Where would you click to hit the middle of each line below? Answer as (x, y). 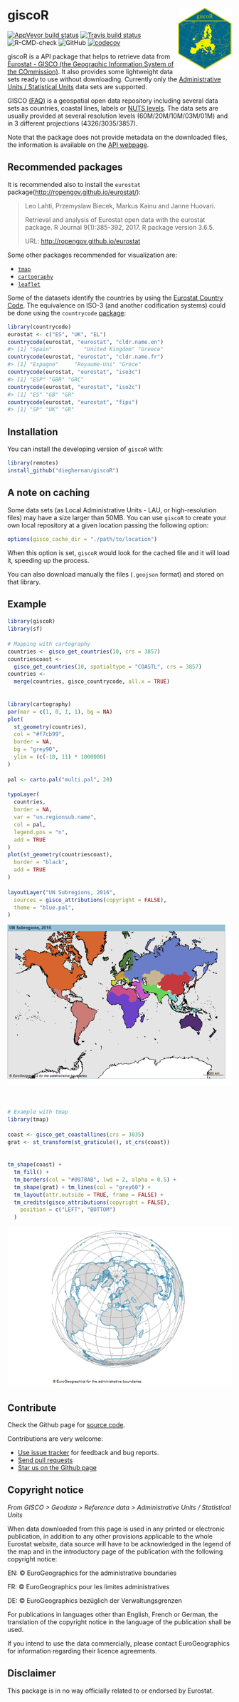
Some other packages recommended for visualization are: (92, 255)
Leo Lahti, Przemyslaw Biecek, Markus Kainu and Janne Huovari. (120, 206)
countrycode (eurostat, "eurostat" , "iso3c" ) (74, 372)
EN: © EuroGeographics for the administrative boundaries (92, 1573)
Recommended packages (65, 167)
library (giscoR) (31, 622)
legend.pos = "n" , (41, 832)
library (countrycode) (39, 327)
